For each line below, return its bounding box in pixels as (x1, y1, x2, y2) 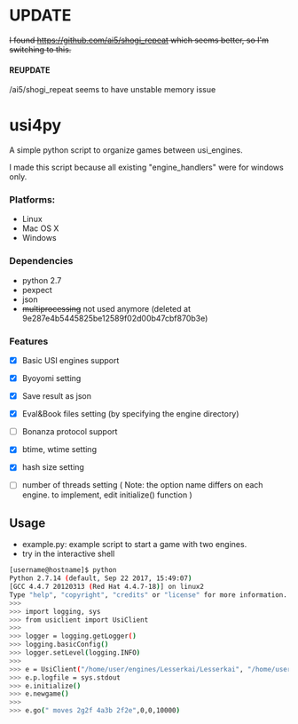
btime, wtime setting (21, 444, 98, 455)
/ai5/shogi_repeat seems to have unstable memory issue (9, 84, 216, 95)
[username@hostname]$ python (9, 566, 117, 575)
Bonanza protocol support (21, 426, 118, 437)
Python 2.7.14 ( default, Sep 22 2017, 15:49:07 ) (9, 574, 192, 583)
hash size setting (21, 462, 84, 473)
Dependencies (9, 255, 74, 267)
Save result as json (21, 391, 91, 402)
